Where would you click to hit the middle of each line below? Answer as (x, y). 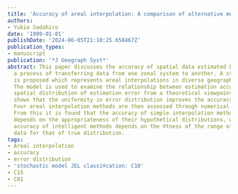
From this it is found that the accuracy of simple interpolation (114, 113)
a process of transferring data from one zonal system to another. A (118, 73)
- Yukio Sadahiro (33, 27)
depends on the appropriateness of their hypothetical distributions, (120, 119)
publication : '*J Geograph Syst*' (58, 60)
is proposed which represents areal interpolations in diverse (109, 80)
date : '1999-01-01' (36, 34)
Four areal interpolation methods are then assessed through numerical (122, 107)
